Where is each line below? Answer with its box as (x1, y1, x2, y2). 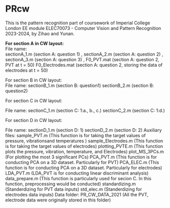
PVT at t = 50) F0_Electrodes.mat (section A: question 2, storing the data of (5, 62, 163, 68)
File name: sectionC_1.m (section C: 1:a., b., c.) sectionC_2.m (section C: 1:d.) (5, 107, 165, 113)
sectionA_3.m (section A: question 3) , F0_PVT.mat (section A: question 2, (5, 56, 160, 62)
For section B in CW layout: (5, 77, 62, 83)
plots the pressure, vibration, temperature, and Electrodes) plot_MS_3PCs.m (5, 148, 164, 154)
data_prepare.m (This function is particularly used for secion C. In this (5, 175, 152, 181)
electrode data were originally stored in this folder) (5, 197, 111, 203)
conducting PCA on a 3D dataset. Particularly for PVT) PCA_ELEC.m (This (5, 159, 159, 165)
